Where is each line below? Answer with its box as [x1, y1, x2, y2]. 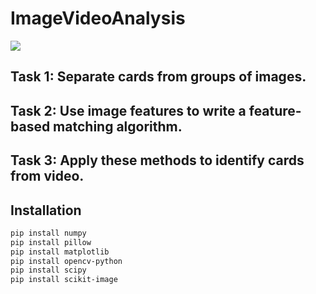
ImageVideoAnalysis [10, 7, 186, 30]
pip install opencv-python [10, 256, 123, 266]
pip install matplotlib [10, 247, 110, 257]
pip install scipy [10, 265, 87, 276]
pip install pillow [10, 237, 92, 247]
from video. [10, 168, 85, 185]
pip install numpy [10, 228, 87, 238]
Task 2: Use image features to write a [10, 102, 247, 119]
